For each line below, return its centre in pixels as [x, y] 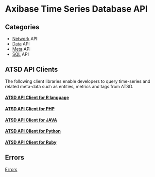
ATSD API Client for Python [33, 131]
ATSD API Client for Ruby [31, 142]
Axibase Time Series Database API [77, 9]
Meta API [21, 49]
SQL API [20, 54]
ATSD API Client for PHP [30, 109]
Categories [22, 27]
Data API [21, 44]
